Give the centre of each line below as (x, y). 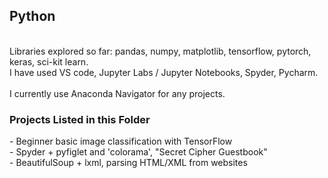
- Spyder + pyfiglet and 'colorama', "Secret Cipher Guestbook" (138, 152)
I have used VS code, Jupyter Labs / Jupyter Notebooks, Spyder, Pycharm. (164, 72)
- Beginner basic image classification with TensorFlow (121, 141)
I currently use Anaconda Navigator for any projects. (117, 93)
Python (32, 16)
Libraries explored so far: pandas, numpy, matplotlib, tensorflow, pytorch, (160, 51)
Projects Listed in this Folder (80, 119)
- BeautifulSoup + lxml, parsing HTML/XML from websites (128, 163)
